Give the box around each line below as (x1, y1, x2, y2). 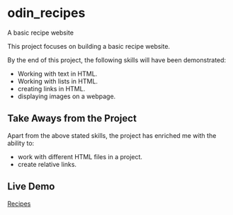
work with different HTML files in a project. (17, 152, 143, 161)
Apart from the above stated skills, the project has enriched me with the (7, 131, 217, 139)
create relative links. (17, 160, 76, 168)
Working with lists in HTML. (17, 76, 98, 86)
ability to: (7, 139, 35, 147)
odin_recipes (7, 5, 86, 21)
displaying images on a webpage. (17, 92, 116, 100)
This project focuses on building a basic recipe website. (7, 42, 171, 50)
